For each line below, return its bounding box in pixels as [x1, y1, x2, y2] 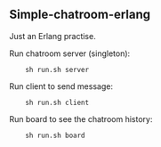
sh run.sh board [25, 131, 86, 140]
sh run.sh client [25, 98, 90, 107]
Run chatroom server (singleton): [9, 48, 131, 59]
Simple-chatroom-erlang [9, 7, 151, 22]
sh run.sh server [25, 65, 90, 74]
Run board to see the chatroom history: [9, 113, 153, 124]
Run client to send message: [9, 80, 114, 92]
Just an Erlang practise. [9, 30, 96, 41]
